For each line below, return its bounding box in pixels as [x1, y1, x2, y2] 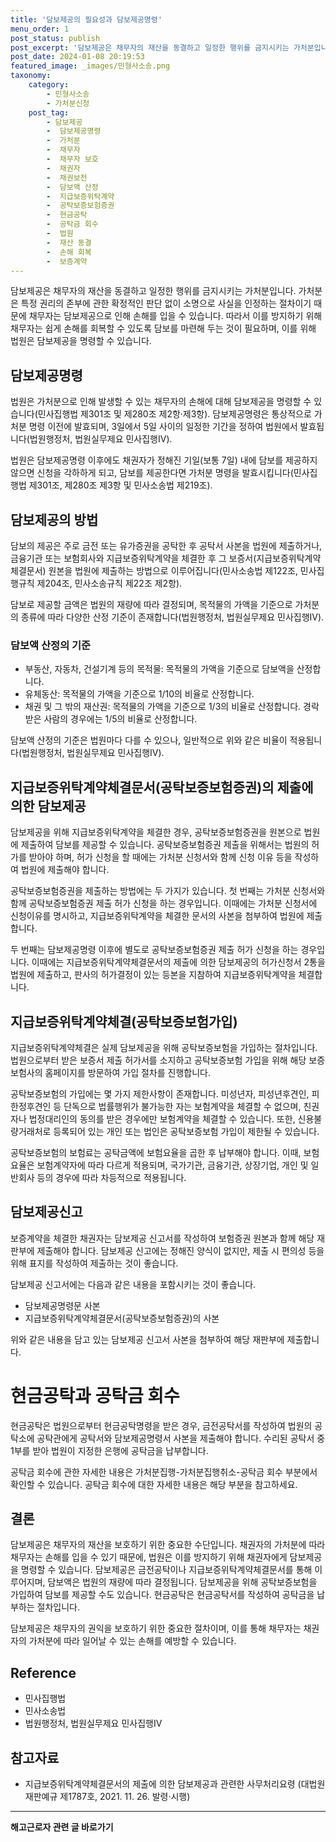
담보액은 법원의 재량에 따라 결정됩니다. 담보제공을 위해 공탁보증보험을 [47, 1576, 318, 1588]
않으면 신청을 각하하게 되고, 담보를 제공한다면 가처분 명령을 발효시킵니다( [10, 467, 294, 479]
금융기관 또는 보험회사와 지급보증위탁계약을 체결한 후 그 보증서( [10, 552, 257, 564]
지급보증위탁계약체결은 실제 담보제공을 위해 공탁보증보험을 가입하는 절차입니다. [10, 1041, 318, 1053]
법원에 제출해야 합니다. [20, 864, 110, 876]
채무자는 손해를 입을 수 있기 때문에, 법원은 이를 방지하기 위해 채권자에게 [10, 1551, 288, 1563]
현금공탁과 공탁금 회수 [10, 1384, 180, 1407]
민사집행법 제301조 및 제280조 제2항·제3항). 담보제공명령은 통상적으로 [37, 408, 312, 420]
